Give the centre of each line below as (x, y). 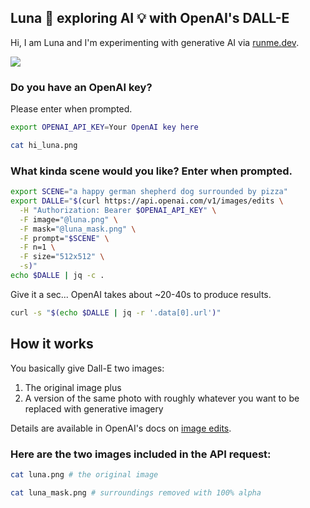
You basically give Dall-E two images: (87, 368)
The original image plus (73, 387)
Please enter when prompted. (71, 109)
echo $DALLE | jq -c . (57, 276)
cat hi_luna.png (44, 145)
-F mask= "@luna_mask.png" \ (78, 229)
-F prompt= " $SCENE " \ (64, 238)
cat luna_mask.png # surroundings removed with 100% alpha (136, 492)
